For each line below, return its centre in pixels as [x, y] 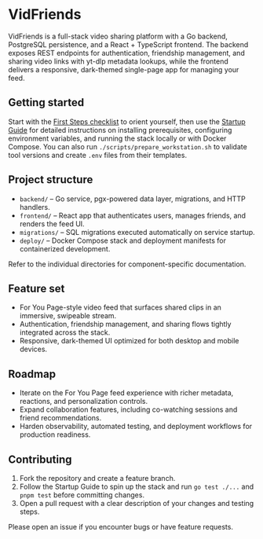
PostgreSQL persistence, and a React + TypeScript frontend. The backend [128, 44]
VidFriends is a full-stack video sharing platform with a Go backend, [118, 36]
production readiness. [55, 434]
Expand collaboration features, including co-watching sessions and [128, 409]
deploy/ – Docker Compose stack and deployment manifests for [122, 240]
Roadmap [32, 374]
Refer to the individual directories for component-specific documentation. [127, 264]
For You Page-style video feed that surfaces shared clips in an [121, 307]
